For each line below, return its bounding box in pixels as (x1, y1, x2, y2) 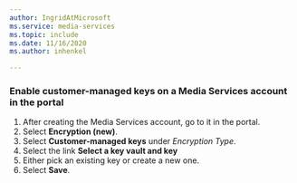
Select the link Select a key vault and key (22, 146, 178, 157)
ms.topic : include (9, 30, 79, 39)
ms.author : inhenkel (9, 47, 88, 56)
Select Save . (22, 165, 71, 176)
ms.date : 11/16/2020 (9, 38, 88, 48)
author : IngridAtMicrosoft (9, 13, 111, 23)
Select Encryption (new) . (22, 126, 118, 137)
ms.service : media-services (9, 22, 116, 31)
